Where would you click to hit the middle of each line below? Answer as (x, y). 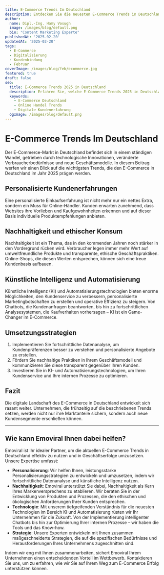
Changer (14, 317)
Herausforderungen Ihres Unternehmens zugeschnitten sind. (73, 543)
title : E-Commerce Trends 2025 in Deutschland (58, 87)
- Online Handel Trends (38, 105)
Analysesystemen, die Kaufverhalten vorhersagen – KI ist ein (66, 312)
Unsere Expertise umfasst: (32, 461)
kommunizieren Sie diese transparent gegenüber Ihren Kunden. (76, 365)
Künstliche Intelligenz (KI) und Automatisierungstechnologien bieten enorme (82, 291)
